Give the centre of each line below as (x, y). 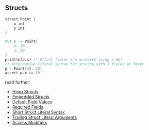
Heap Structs (25, 92)
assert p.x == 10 (23, 73)
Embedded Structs (31, 97)
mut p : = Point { (21, 41)
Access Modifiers (30, 123)
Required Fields (28, 107)
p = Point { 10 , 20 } (24, 68)
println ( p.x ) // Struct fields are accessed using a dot (64, 59)
